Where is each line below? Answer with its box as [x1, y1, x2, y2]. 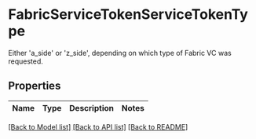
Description [69, 102, 114, 113]
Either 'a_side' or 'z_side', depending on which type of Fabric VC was [8, 48, 232, 57]
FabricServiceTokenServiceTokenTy [8, 5, 249, 24]
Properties [8, 79, 61, 93]
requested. [8, 57, 43, 66]
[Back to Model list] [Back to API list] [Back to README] [8, 122, 188, 131]
